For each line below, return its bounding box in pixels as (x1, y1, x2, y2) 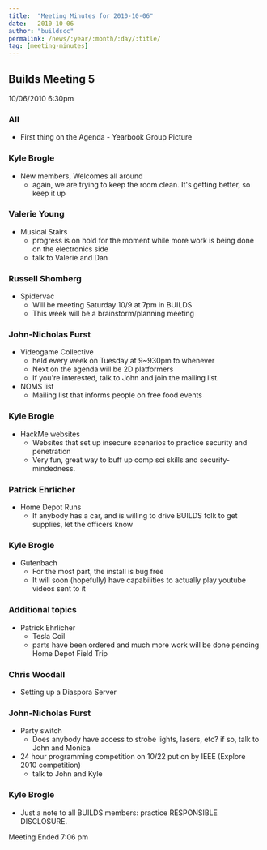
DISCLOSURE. (19, 816, 67, 826)
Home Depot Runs (19, 502, 82, 512)
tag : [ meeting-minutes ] (8, 42, 89, 50)
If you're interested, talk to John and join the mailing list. (32, 373, 220, 383)
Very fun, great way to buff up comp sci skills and (32, 455, 198, 465)
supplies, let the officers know (32, 520, 133, 530)
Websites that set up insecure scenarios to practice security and (32, 437, 248, 447)
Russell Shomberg (8, 273, 83, 284)
